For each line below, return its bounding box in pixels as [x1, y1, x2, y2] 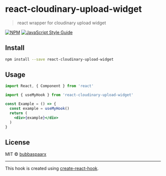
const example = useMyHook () [9, 106, 70, 111]
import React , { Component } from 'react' [5, 84, 94, 88]
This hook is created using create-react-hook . [5, 166, 99, 172]
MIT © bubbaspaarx [5, 151, 47, 157]
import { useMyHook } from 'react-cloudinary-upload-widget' [5, 92, 134, 97]
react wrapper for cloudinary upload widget [17, 20, 106, 26]
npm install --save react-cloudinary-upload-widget [5, 57, 114, 62]
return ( [9, 110, 28, 116]
